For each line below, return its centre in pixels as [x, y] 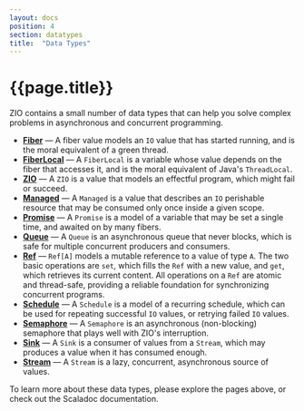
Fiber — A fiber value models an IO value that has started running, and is [158, 141]
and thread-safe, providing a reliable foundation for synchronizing [146, 285]
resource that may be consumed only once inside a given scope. [143, 208]
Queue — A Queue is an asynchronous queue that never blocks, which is [157, 237]
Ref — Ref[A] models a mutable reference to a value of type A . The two [156, 256]
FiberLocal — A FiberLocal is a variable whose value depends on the [152, 160]
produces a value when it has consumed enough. [115, 352]
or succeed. [45, 189]
